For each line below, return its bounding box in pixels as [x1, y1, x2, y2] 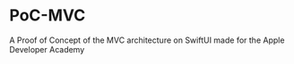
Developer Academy [9, 44, 85, 54]
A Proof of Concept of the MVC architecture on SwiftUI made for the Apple [9, 35, 285, 45]
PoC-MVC [9, 5, 86, 26]
